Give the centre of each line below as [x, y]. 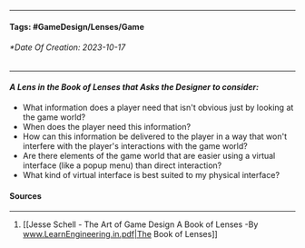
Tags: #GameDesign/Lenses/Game [77, 26]
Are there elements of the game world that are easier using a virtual [149, 156]
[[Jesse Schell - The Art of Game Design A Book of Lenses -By [140, 224]
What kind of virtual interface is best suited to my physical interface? [151, 175]
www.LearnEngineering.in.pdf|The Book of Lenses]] [120, 234]
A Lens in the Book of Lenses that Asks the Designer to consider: [134, 87]
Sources [26, 195]
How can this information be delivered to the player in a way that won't [155, 136]
